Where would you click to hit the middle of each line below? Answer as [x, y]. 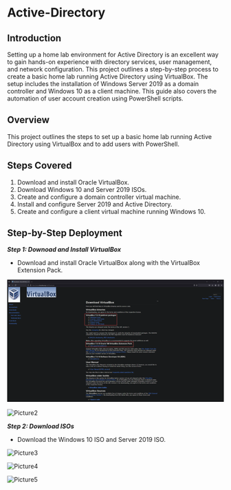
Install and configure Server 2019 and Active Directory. [95, 204]
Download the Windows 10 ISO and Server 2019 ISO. [91, 439]
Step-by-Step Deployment [65, 233]
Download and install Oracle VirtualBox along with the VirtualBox [109, 263]
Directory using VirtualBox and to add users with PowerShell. [93, 144]
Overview [29, 120]
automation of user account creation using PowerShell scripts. [95, 98]
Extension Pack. [40, 270]
